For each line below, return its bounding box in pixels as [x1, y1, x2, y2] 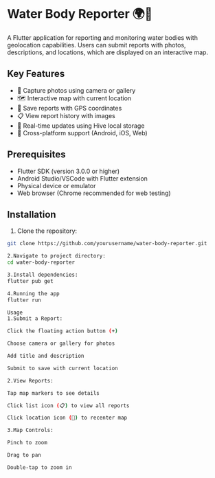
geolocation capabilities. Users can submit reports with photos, [7, 41, 187, 49]
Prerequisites [7, 149, 66, 161]
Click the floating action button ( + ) [7, 328, 118, 334]
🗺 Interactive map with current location [16, 94, 132, 102]
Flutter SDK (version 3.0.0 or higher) [16, 167, 120, 175]
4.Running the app [7, 290, 60, 297]
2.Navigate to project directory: [7, 253, 106, 260]
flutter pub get [7, 277, 54, 284]
